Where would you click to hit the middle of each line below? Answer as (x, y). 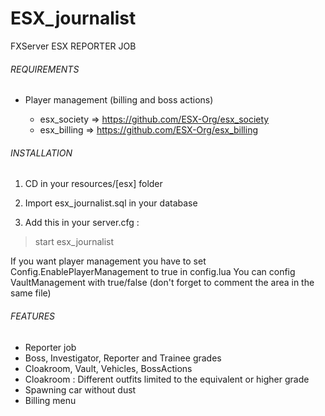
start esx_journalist (74, 242)
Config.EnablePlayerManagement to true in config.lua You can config (153, 272)
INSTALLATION (41, 153)
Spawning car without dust (80, 389)
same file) (31, 293)
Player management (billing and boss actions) (119, 100)
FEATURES (33, 316)
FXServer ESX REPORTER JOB (73, 46)
